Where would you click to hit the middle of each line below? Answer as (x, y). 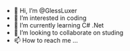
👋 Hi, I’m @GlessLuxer (45, 11)
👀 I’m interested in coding (50, 18)
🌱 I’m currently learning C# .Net (59, 25)
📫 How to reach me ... (46, 40)
